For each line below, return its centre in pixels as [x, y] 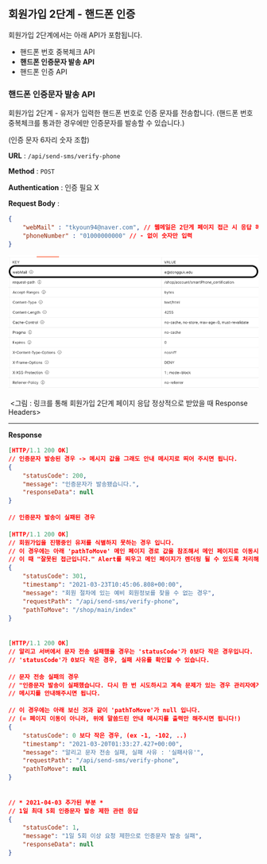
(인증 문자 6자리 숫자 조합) [49, 140]
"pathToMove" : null [55, 769]
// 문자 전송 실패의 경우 [44, 677]
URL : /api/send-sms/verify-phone [64, 156]
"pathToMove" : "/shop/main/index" [79, 610]
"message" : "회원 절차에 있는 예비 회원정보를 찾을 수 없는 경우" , [119, 593]
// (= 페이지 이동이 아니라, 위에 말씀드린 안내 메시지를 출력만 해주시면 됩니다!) [125, 719]
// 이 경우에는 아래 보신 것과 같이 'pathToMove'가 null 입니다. [104, 711]
